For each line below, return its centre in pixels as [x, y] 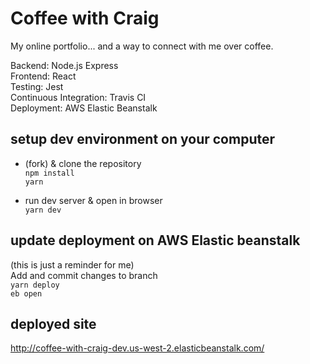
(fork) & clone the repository [83, 163]
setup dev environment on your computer [143, 139]
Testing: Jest [37, 86]
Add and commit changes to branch [84, 275]
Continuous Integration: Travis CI [78, 97]
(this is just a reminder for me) [72, 264]
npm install [49, 173]
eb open [26, 293]
